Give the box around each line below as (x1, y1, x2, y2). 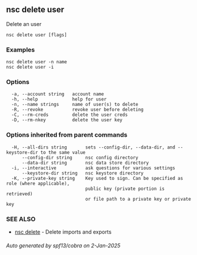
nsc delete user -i (6, 64, 54, 70)
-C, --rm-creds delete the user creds (11, 112, 128, 118)
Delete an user (6, 20, 42, 27)
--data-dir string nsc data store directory (21, 160, 149, 166)
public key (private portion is (85, 186, 165, 192)
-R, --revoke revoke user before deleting (11, 106, 144, 113)
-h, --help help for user (11, 96, 107, 102)
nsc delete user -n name (6, 59, 67, 65)
